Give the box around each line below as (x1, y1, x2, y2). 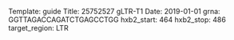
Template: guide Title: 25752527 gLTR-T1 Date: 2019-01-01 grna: (8, 7, 221, 16)
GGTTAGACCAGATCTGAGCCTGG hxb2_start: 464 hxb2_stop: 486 (8, 15, 226, 24)
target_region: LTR (8, 24, 69, 32)
